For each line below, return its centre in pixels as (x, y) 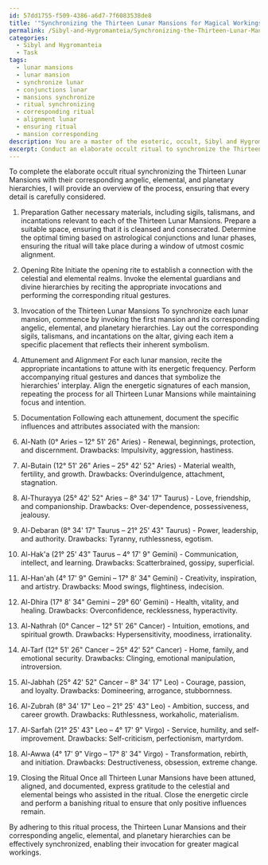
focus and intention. (53, 402)
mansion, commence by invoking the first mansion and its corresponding (140, 319)
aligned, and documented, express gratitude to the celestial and (125, 786)
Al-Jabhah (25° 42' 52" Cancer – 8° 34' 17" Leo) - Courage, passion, (133, 683)
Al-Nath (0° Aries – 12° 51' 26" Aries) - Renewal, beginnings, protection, (138, 442)
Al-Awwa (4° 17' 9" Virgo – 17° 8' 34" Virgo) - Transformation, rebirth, (134, 754)
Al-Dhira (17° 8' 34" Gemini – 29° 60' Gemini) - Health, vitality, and (130, 602)
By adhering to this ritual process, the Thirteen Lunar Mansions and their (128, 827)
